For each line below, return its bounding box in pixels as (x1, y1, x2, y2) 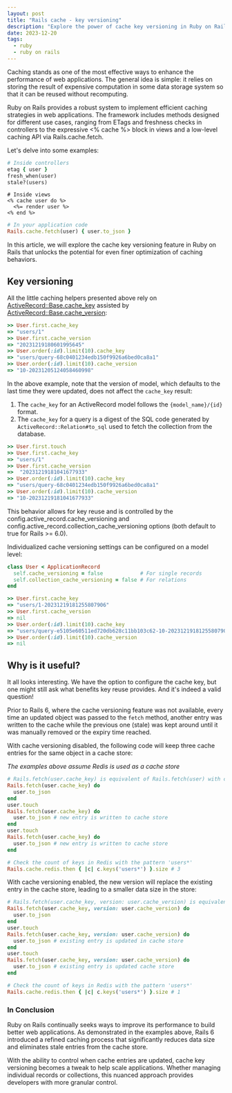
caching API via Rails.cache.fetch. (7, 132, 104, 141)
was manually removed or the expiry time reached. (7, 728, 152, 736)
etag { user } (7, 166, 48, 173)
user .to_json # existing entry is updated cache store (13, 963, 175, 970)
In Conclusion (7, 1005, 55, 1015)
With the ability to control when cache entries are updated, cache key (7, 1056, 205, 1064)
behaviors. (7, 256, 38, 264)
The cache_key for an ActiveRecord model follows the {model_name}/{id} (17, 400, 223, 409)
